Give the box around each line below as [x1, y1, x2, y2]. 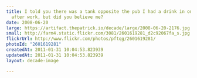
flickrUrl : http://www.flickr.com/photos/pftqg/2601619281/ [6, 36, 157, 42]
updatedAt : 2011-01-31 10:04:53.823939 [6, 52, 104, 58]
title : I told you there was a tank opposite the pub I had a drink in [6, 8, 185, 15]
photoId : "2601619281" [6, 42, 62, 48]
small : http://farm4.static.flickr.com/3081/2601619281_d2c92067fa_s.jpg [6, 30, 191, 36]
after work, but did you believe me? [11, 14, 104, 20]
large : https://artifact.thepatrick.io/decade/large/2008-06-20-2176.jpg [6, 25, 191, 31]
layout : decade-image [6, 57, 59, 63]
